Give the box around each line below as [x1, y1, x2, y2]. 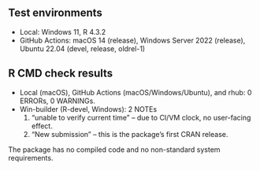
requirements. [8, 153, 54, 162]
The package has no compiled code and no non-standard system [8, 145, 221, 154]
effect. [31, 121, 53, 131]
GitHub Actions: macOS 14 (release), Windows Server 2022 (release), [19, 35, 246, 45]
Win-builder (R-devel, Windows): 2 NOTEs [19, 104, 158, 113]
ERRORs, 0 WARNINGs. [19, 96, 96, 105]
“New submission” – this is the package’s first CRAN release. [31, 129, 228, 139]
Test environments [8, 6, 102, 20]
